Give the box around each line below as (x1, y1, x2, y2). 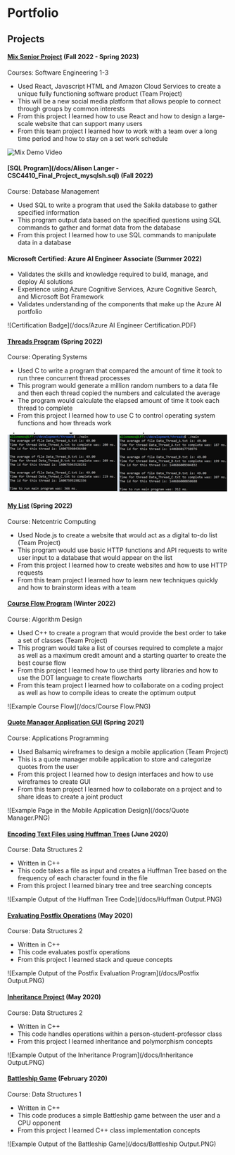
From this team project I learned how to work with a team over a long (17, 127, 217, 135)
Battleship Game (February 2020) (7, 1074, 108, 1082)
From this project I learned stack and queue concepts (17, 956, 173, 964)
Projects (7, 33, 45, 45)
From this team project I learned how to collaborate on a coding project (17, 681, 224, 689)
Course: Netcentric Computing (7, 517, 96, 525)
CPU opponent (17, 1118, 61, 1127)
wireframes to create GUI (17, 778, 91, 786)
